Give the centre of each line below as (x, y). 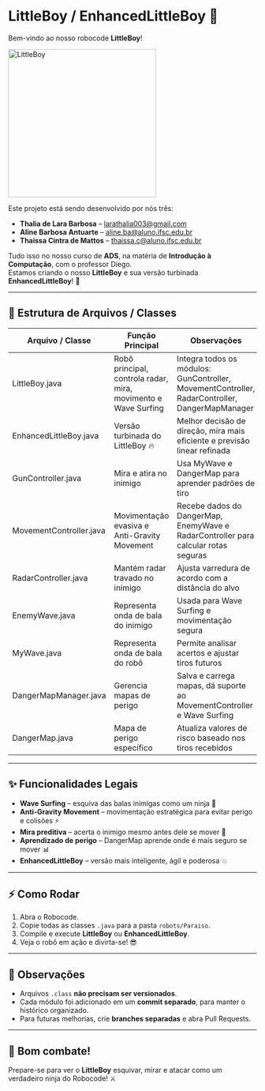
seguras (192, 555)
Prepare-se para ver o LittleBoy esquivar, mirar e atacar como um (115, 1070)
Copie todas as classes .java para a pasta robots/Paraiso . (115, 925)
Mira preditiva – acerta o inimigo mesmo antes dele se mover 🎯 (123, 832)
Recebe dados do (209, 506)
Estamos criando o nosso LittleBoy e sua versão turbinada (103, 273)
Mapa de (131, 728)
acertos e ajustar (208, 653)
